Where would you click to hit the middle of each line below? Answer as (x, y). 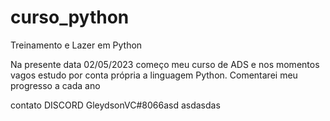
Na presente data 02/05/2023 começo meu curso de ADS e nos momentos (165, 64)
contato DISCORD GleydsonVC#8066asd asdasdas (115, 105)
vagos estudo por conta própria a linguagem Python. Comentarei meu (154, 75)
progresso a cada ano (55, 85)
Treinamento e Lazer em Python (76, 45)
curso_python (70, 17)
